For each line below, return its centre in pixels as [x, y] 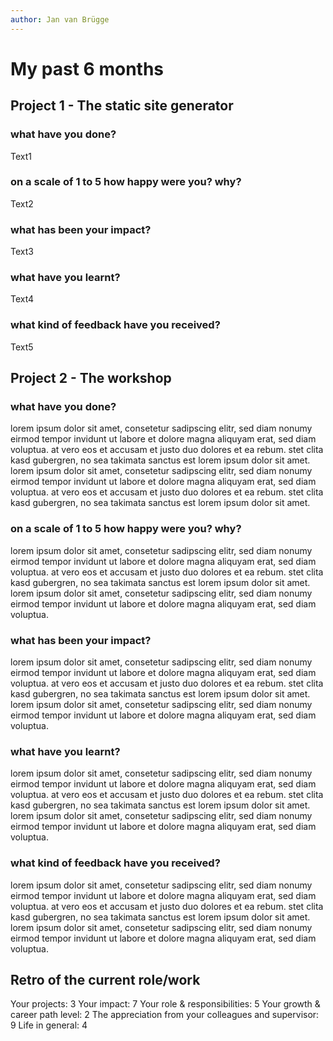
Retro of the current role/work [105, 979]
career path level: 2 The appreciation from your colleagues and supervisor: [165, 1015]
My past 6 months [87, 68]
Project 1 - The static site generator [122, 106]
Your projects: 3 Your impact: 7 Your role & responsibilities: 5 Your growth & [165, 1004]
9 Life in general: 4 [49, 1025]
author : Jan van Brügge [60, 19]
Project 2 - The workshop [91, 378]
